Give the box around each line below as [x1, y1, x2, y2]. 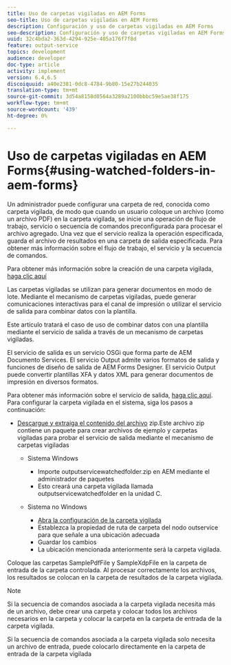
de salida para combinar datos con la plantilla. [7, 307, 137, 315]
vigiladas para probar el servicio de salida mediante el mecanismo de [16, 433, 214, 441]
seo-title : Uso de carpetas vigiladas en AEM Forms [7, 17, 158, 23]
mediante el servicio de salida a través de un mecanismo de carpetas [7, 327, 204, 336]
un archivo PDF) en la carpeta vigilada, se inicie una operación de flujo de [7, 215, 217, 223]
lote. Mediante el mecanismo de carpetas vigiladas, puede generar [7, 292, 197, 301]
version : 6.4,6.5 [7, 74, 57, 81]
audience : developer [7, 55, 67, 62]
